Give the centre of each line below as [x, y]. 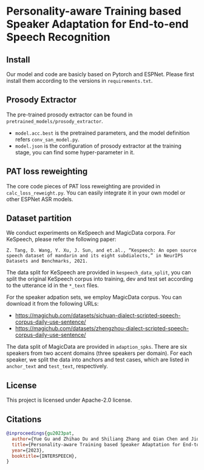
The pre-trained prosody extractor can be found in [70, 115]
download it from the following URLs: [53, 304]
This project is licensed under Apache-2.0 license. [69, 400]
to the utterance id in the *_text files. [53, 285]
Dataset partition [39, 219]
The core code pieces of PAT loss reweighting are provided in [83, 186]
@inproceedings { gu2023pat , [40, 433]
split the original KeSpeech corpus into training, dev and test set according [100, 279]
